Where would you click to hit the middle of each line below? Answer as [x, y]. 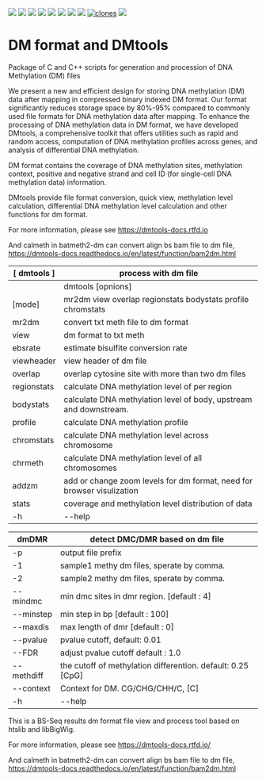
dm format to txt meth [104, 335]
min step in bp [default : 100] [114, 614]
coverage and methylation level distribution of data [158, 503]
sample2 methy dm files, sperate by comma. [142, 578]
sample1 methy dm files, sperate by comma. [142, 565]
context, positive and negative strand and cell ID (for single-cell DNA [120, 174]
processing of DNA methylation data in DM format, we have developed [123, 124]
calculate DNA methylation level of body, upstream [158, 399]
